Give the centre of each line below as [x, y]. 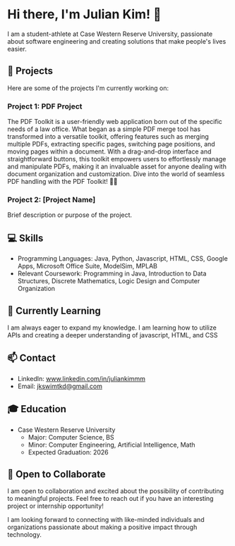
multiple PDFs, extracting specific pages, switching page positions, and [111, 144]
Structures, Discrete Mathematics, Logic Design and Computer [109, 281]
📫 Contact [32, 358]
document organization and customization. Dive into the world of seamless [116, 174]
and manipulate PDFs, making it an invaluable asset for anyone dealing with [117, 167]
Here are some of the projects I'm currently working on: [88, 88]
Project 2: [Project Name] [52, 199]
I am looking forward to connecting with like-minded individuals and [106, 520]
